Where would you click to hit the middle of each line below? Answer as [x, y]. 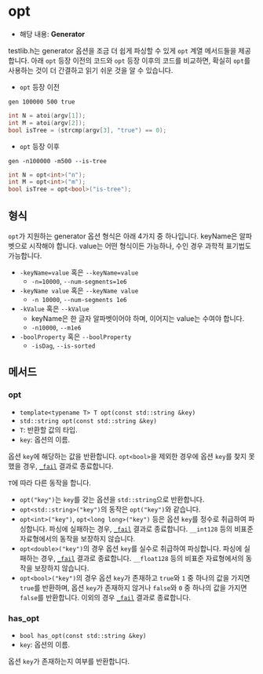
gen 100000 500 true [42, 102]
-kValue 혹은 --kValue [54, 309]
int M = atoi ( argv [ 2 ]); [47, 123]
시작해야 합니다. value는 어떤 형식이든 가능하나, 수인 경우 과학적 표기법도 [140, 246]
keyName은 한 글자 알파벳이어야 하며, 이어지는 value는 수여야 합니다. [138, 319]
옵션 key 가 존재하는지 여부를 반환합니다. [69, 661]
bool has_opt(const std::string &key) [83, 636]
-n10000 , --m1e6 [56, 327]
